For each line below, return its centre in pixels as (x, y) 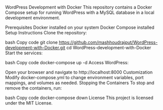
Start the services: (24, 53)
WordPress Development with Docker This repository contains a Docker (79, 7)
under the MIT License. (29, 103)
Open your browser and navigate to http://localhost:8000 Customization (79, 72)
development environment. (33, 18)
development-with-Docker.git (35, 48)
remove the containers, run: (34, 88)
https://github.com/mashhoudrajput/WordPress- (108, 42)
